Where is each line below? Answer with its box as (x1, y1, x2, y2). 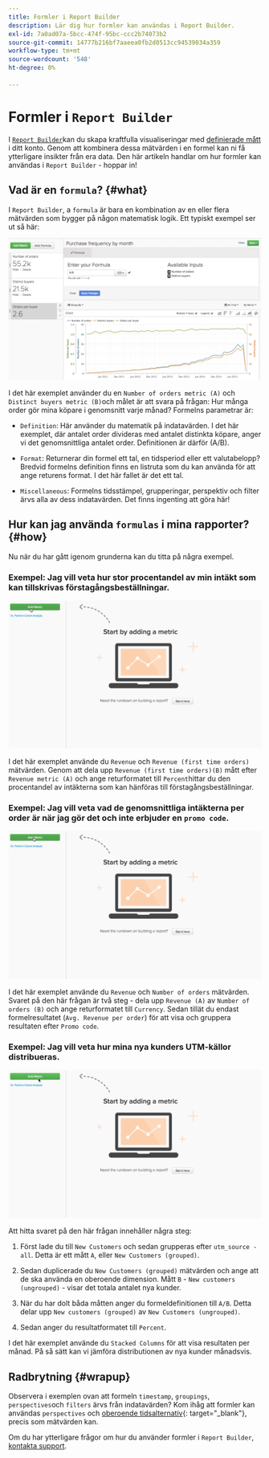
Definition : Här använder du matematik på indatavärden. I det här (19, 421, 239, 430)
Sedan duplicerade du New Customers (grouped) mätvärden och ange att (19, 1266, 259, 1276)
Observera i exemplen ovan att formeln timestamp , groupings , (8, 1391, 210, 1401)
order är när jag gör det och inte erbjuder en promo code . (8, 812, 230, 823)
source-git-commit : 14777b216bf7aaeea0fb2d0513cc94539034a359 (8, 39, 221, 47)
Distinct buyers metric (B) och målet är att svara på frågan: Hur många (8, 397, 249, 406)
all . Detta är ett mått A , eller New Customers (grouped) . (19, 1250, 200, 1260)
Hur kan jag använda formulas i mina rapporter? (8, 518, 250, 532)
